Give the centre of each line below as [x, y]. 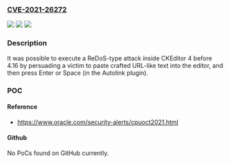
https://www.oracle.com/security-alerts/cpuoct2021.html [97, 122]
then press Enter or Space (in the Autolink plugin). [78, 73]
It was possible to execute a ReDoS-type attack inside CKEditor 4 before [110, 58]
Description [27, 43]
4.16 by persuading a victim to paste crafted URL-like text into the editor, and [115, 65]
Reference [22, 107]
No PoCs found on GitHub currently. [58, 153]
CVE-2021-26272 [37, 10]
